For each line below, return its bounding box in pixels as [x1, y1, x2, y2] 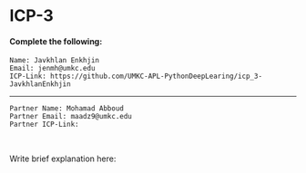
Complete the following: [9, 35, 103, 46]
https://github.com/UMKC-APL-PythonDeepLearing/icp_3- [49, 72, 262, 82]
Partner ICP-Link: [9, 120, 79, 130]
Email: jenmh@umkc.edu [9, 64, 96, 73]
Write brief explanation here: [9, 153, 117, 164]
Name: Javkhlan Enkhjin [9, 56, 100, 65]
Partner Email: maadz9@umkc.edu [9, 112, 132, 121]
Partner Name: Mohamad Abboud [9, 104, 125, 113]
